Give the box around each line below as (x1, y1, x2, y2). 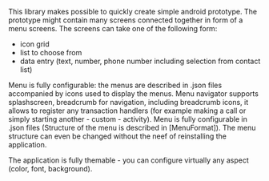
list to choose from (19, 48, 82, 57)
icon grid (19, 39, 50, 49)
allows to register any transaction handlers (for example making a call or (8, 106, 247, 115)
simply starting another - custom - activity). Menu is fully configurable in (8, 115, 248, 123)
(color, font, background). (8, 164, 93, 173)
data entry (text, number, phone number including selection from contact (19, 56, 261, 66)
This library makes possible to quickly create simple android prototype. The (8, 7, 258, 16)
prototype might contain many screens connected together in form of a (8, 15, 243, 25)
